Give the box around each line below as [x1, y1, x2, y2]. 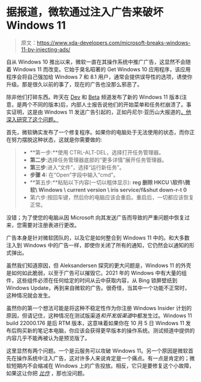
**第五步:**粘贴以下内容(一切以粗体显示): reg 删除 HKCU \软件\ [29, 178, 185, 186]
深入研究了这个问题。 [6, 116, 59, 123]
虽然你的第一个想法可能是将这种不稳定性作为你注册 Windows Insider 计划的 [6, 304, 192, 311]
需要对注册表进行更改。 [22, 221, 80, 228]
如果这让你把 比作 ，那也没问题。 [6, 369, 88, 377]
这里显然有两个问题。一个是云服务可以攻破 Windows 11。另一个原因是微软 [6, 347, 188, 354]
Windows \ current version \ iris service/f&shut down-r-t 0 [38, 186, 187, 193]
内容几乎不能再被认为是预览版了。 [6, 334, 90, 341]
